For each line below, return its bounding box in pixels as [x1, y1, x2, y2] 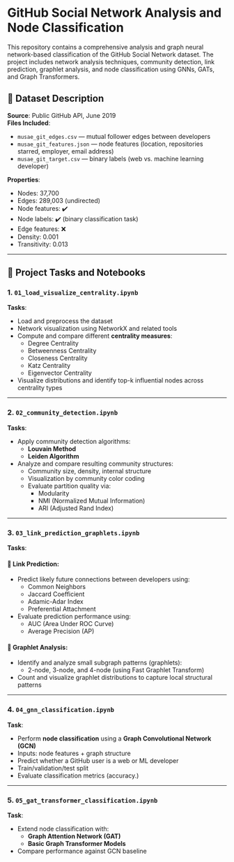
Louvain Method [27, 445, 77, 453]
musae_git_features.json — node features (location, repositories [17, 140, 203, 148]
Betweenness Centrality [27, 347, 97, 355]
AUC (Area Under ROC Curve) [27, 620, 114, 628]
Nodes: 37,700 [17, 188, 59, 197]
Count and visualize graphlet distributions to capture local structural [17, 674, 212, 682]
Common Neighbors [27, 583, 86, 591]
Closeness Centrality [27, 354, 88, 362]
